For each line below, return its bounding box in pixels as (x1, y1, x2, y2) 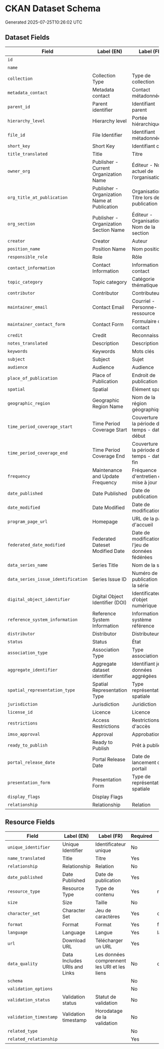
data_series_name (7, 562, 48, 568)
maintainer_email (7, 304, 48, 310)
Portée (131, 114, 147, 121)
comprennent (95, 957, 126, 964)
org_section (7, 221, 36, 226)
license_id (7, 709, 33, 715)
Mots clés (131, 348, 155, 354)
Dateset (92, 541, 110, 548)
